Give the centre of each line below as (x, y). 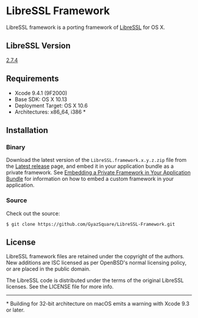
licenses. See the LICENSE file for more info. (60, 287)
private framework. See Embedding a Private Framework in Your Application (98, 173)
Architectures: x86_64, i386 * (50, 112)
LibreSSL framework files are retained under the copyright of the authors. (95, 257)
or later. (15, 310)
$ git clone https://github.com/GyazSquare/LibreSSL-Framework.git (91, 224)
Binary (16, 147)
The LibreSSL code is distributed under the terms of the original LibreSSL (95, 280)
